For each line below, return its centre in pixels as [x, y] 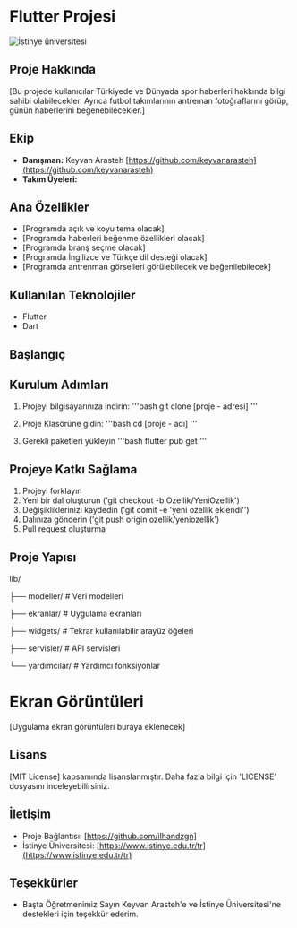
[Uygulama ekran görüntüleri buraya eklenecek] [98, 726]
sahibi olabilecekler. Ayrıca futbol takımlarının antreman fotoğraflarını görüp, [149, 100]
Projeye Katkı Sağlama [73, 469]
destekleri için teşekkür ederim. [80, 914]
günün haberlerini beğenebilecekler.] [77, 110]
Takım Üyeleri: [50, 179]
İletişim [30, 815]
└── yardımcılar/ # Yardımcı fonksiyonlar [85, 666]
